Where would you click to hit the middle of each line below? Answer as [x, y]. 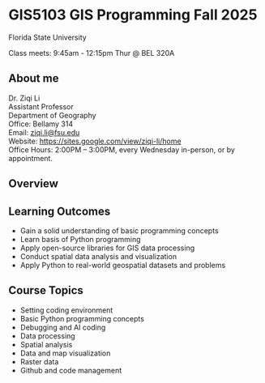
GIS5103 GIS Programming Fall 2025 [133, 15]
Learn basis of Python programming [80, 239]
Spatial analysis [46, 344]
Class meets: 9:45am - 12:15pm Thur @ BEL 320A [92, 53]
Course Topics [46, 290]
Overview [34, 184]
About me [34, 79]
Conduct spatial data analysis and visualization [98, 256]
